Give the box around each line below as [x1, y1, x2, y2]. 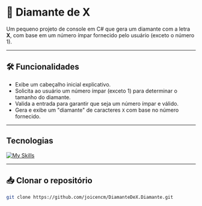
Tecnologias [6, 136, 54, 146]
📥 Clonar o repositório [6, 175, 93, 186]
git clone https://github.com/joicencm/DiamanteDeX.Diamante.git [6, 195, 173, 201]
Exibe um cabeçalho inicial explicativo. [14, 80, 111, 88]
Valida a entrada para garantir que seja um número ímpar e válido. [14, 100, 179, 107]
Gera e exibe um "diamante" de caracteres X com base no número [14, 106, 179, 114]
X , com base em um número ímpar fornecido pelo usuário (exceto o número [6, 31, 195, 38]
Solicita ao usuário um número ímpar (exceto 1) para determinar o [14, 87, 177, 94]
